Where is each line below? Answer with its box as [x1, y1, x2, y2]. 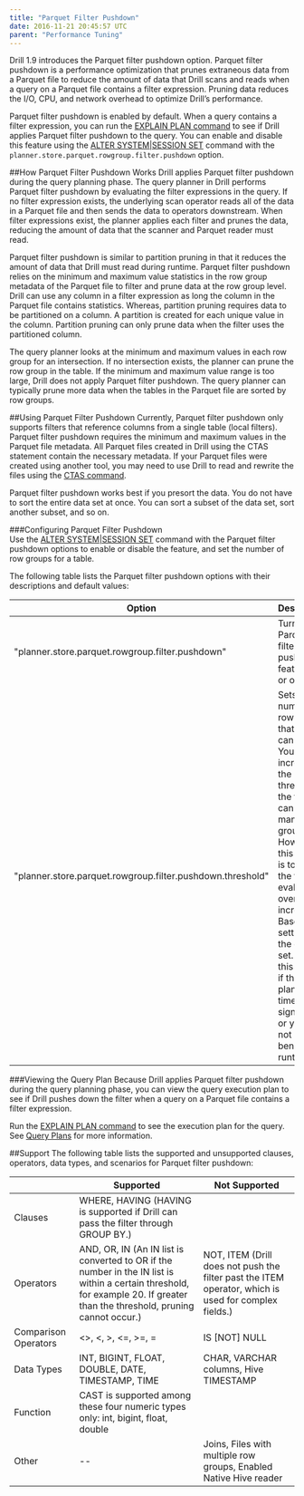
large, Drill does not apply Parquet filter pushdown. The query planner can [9, 375, 287, 386]
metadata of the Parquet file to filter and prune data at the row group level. [9, 281, 287, 292]
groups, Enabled [203, 1461, 273, 1473]
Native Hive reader [203, 1472, 283, 1484]
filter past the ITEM [203, 1271, 285, 1284]
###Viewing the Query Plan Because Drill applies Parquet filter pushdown [9, 1075, 285, 1086]
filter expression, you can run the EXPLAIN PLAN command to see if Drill [9, 121, 280, 131]
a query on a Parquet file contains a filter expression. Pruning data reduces [9, 83, 290, 95]
